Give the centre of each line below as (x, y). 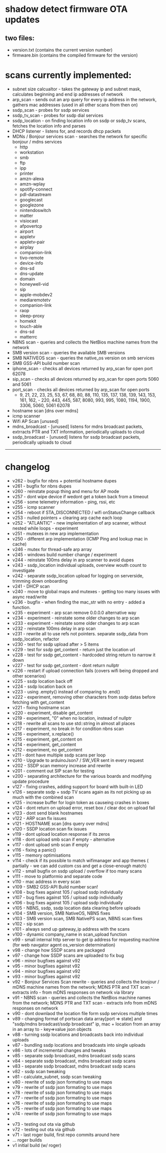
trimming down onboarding (40, 581)
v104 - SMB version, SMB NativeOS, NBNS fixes (61, 913)
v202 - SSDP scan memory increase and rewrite (62, 765)
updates (22, 20)
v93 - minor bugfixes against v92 (46, 976)
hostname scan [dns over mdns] (45, 410)
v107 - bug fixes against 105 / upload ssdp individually (67, 897)
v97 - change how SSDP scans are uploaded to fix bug (68, 955)
